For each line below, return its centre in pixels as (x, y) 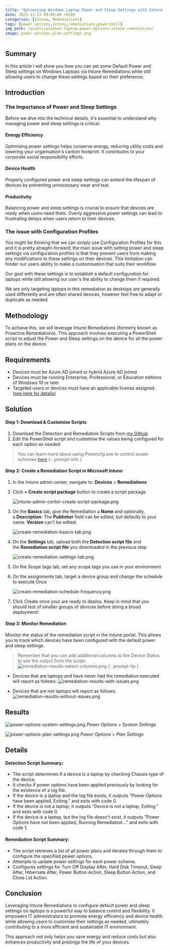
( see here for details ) (34, 393)
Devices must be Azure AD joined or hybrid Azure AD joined (75, 372)
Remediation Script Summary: (37, 839)
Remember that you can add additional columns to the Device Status (89, 656)
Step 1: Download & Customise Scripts (46, 422)
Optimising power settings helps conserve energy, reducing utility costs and (84, 146)
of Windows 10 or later (36, 383)
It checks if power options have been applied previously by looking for (85, 785)
